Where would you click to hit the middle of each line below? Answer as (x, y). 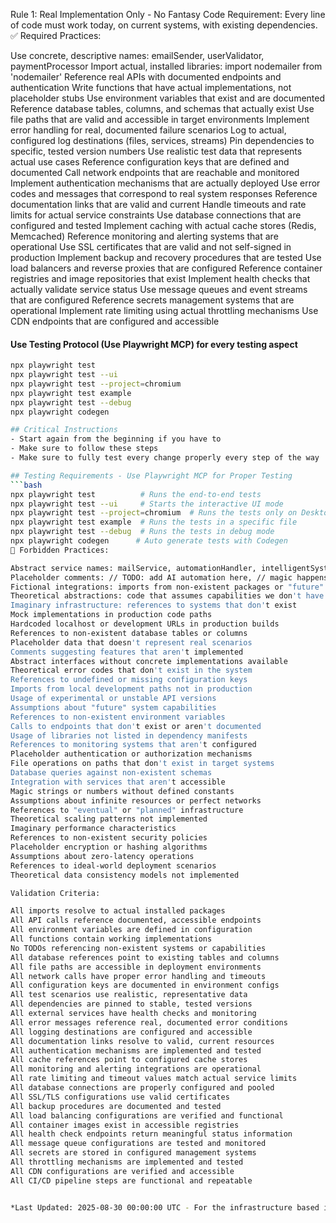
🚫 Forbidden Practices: (60, 550)
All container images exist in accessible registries (125, 1125)
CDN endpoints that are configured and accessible (115, 321)
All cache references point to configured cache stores (129, 1060)
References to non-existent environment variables (118, 717)
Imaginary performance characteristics (93, 829)
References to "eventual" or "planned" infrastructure (127, 810)
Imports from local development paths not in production (131, 689)
